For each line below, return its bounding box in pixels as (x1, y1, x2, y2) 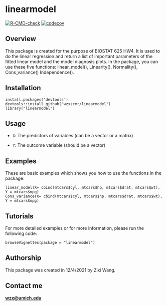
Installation (5, 84, 41, 92)
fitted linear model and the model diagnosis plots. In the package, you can (5, 59, 158, 65)
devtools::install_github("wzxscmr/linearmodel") (5, 101, 111, 106)
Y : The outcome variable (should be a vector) (12, 142, 106, 148)
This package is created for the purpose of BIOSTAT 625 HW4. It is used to (5, 48, 160, 54)
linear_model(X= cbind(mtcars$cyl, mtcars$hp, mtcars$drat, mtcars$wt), (5, 185, 160, 190)
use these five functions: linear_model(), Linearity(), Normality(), (5, 64, 138, 70)
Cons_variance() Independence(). (5, 69, 74, 75)
